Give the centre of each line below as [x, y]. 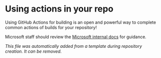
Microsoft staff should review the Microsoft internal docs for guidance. [76, 37]
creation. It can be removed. [33, 51]
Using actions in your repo [59, 9]
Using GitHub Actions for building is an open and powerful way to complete [81, 22]
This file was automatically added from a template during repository [74, 46]
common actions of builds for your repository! [51, 27]
